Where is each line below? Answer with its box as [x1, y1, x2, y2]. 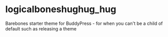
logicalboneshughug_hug [5, 4, 116, 15]
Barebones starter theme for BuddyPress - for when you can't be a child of [5, 20, 163, 26]
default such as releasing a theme [5, 25, 77, 31]
